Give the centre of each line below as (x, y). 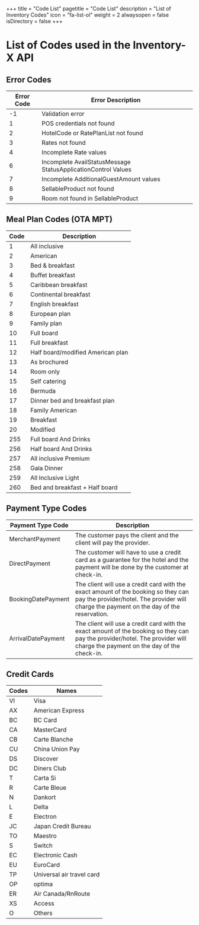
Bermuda (43, 391)
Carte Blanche (53, 740)
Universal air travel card (67, 875)
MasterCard (50, 730)
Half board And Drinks (61, 449)
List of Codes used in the (68, 45)
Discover (46, 759)
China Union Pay (57, 749)
